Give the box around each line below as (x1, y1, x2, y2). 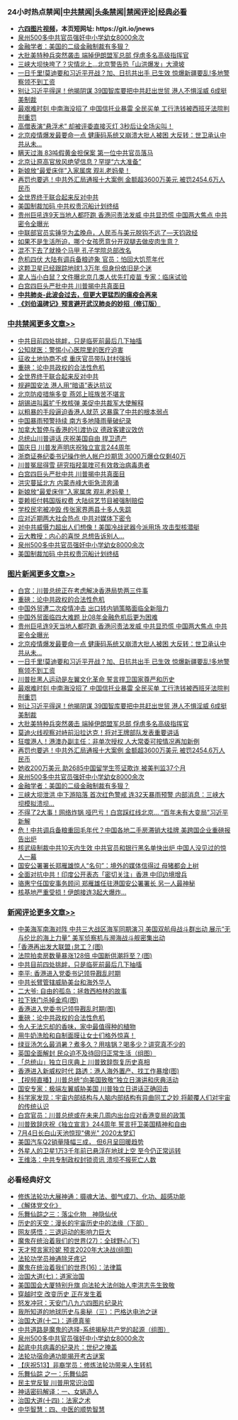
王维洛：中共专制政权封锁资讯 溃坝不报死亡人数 (17, 1155, 157, 1164)
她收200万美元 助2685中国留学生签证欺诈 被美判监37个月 (17, 764, 186, 772)
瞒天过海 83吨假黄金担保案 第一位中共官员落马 (17, 148, 154, 158)
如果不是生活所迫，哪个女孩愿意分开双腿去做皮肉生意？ (17, 237, 179, 246)
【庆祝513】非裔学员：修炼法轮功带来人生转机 (17, 1361, 152, 1370)
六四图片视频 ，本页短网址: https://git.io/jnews (17, 24, 154, 33)
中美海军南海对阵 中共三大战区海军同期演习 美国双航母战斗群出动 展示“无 (17, 925, 231, 933)
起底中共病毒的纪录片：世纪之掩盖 (17, 1343, 118, 1352)
